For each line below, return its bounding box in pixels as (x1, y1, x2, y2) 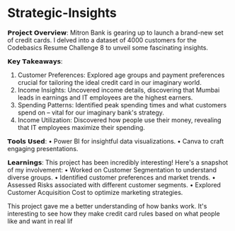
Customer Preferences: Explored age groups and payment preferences (17, 71, 225, 79)
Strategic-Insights (7, 5, 117, 21)
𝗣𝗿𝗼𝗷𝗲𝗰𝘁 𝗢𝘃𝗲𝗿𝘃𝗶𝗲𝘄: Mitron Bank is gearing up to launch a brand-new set (7, 28, 224, 37)
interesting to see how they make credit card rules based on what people (7, 209, 221, 218)
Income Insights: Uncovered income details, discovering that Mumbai (17, 85, 220, 94)
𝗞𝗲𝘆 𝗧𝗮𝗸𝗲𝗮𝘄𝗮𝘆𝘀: (7, 57, 63, 65)
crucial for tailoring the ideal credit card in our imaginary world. (17, 78, 202, 86)
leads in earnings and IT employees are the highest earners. (17, 93, 193, 102)
